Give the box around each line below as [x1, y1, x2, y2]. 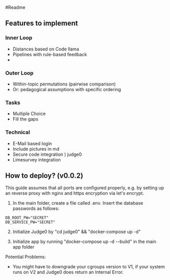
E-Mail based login [12, 140, 52, 147]
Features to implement [5, 19, 78, 27]
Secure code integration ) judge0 [12, 151, 82, 157]
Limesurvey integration [12, 156, 61, 162]
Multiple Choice [12, 110, 46, 117]
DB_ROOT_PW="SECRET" [5, 215, 49, 220]
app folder [12, 244, 35, 250]
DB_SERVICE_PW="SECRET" [5, 220, 56, 225]
